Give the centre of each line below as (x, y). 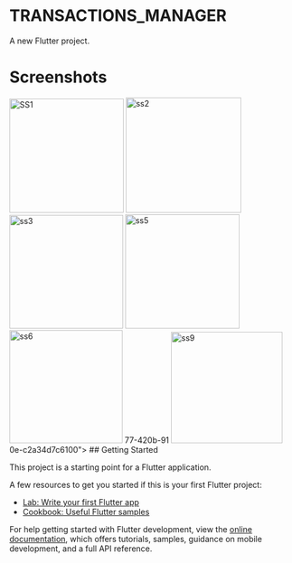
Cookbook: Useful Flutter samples (86, 511)
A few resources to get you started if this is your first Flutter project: (136, 484)
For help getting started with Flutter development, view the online (131, 529)
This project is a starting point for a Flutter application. (110, 467)
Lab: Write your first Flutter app (81, 502)
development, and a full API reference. (81, 549)
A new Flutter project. (50, 41)
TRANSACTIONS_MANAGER (118, 16)
